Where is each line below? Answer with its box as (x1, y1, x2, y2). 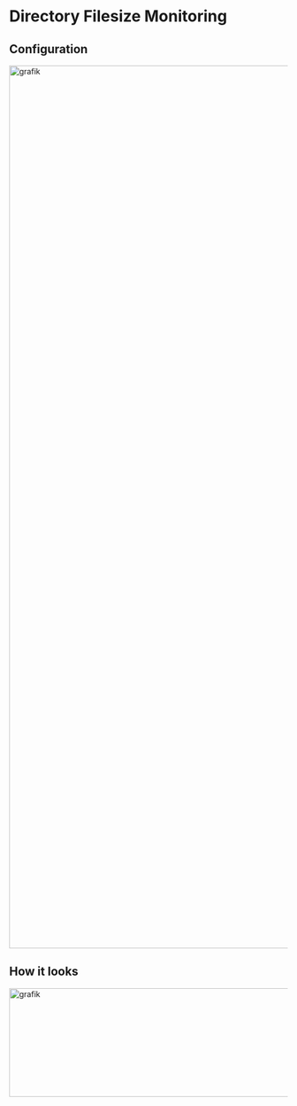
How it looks (9, 964, 79, 979)
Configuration (9, 42, 88, 57)
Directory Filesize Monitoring (9, 6, 228, 27)
